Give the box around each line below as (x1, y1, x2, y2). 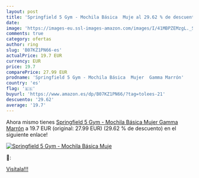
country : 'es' (6, 80, 41, 86)
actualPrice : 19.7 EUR (6, 53, 62, 59)
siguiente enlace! (6, 131, 48, 138)
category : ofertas (6, 36, 52, 42)
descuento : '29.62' (6, 96, 54, 102)
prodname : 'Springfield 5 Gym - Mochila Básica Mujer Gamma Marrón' (6, 75, 184, 80)
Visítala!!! (6, 165, 28, 172)
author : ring (6, 42, 38, 48)
